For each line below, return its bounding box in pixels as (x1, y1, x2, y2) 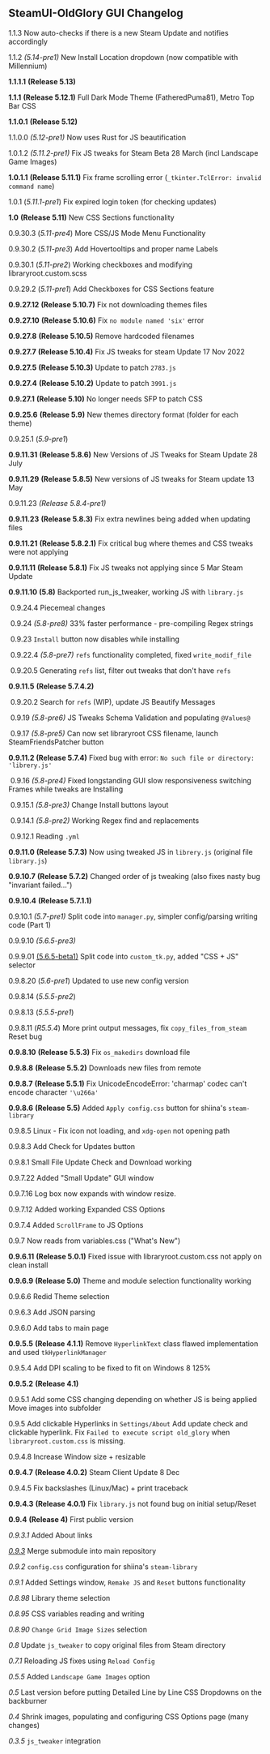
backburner (8, 1696, 48, 1705)
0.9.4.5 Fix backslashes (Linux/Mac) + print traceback (8, 1483, 188, 1493)
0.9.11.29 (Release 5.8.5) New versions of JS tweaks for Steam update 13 (8, 474, 255, 483)
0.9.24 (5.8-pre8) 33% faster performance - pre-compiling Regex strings (10, 618, 254, 628)
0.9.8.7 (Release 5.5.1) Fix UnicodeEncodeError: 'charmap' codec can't (8, 1079, 247, 1088)
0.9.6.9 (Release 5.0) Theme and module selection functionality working (8, 1276, 252, 1285)
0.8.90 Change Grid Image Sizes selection (8, 1624, 148, 1634)
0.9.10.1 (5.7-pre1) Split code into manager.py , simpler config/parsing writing (8, 911, 259, 921)
